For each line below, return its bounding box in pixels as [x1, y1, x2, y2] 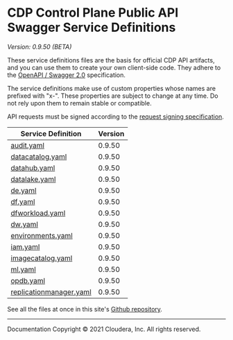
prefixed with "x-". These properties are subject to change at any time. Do [7, 92, 218, 100]
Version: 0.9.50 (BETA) [7, 42, 72, 51]
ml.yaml [10, 264, 36, 274]
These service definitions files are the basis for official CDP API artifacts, [7, 56, 215, 64]
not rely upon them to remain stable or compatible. [7, 99, 152, 107]
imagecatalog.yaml [10, 253, 73, 263]
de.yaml [10, 185, 37, 195]
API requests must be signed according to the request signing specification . [7, 112, 224, 121]
